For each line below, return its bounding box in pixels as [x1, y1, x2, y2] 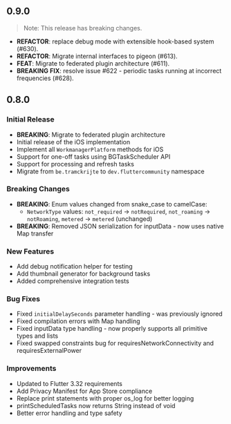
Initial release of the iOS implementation [16, 137, 131, 146]
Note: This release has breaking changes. [23, 23, 142, 32]
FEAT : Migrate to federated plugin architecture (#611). [16, 59, 170, 68]
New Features [6, 247, 55, 256]
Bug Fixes [6, 294, 41, 304]
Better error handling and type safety [16, 409, 122, 417]
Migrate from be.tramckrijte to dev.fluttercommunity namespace [16, 167, 205, 175]
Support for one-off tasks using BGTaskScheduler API [16, 152, 171, 161]
